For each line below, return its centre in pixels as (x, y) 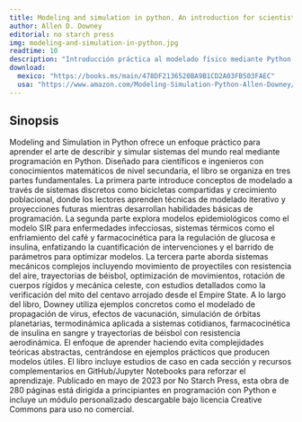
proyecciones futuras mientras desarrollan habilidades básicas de (131, 209)
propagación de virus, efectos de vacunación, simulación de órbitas (135, 314)
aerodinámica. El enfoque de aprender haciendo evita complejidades (137, 343)
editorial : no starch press (62, 34)
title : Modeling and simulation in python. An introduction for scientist (152, 18)
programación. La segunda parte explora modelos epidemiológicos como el (149, 219)
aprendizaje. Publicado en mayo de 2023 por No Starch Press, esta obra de (149, 381)
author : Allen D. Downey (56, 26)
